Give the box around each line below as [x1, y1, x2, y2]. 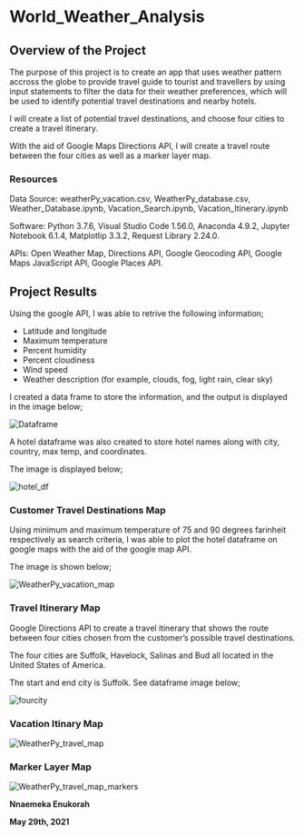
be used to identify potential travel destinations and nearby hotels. [9, 95, 257, 106]
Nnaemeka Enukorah [9, 799, 91, 810]
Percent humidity [22, 345, 87, 356]
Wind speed [22, 364, 68, 375]
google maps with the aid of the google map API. [9, 543, 192, 555]
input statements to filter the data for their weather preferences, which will [9, 86, 288, 96]
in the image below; [9, 402, 83, 413]
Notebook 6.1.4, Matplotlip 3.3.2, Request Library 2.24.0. [9, 230, 220, 242]
